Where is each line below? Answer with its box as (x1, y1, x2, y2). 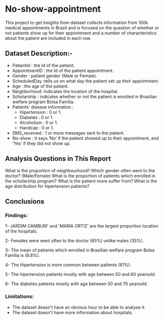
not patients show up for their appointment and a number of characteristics (5, 30, 157, 36)
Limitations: (5, 293, 34, 300)
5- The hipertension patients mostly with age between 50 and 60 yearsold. (5, 272, 156, 277)
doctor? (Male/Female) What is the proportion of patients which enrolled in (5, 173, 156, 179)
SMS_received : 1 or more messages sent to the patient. (12, 130, 125, 136)
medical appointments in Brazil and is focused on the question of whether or (5, 24, 159, 30)
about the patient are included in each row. (5, 35, 92, 41)
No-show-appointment (5, 3, 101, 15)
